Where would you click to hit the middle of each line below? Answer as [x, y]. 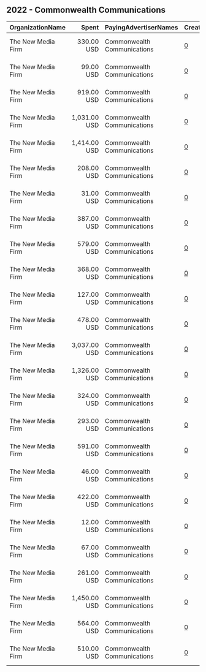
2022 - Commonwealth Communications [86, 10]
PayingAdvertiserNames [142, 27]
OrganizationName [38, 27]
